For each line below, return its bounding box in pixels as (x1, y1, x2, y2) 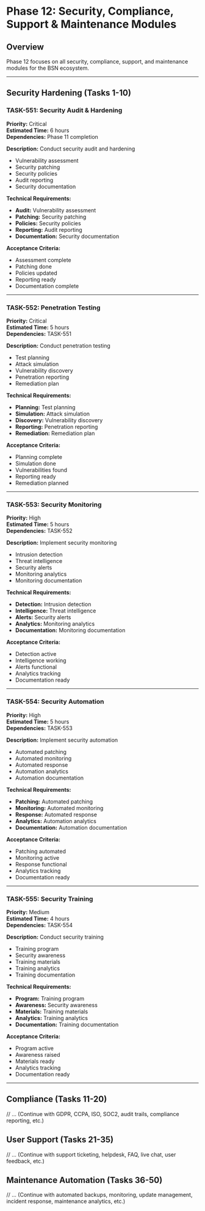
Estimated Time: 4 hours (6, 915, 70, 922)
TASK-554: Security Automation (6, 698, 104, 706)
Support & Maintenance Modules (6, 17, 177, 31)
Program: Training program (15, 994, 84, 1002)
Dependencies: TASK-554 (6, 921, 73, 928)
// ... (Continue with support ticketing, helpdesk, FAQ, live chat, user (6, 1150, 176, 1158)
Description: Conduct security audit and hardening (6, 145, 135, 152)
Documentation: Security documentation (15, 233, 120, 240)
